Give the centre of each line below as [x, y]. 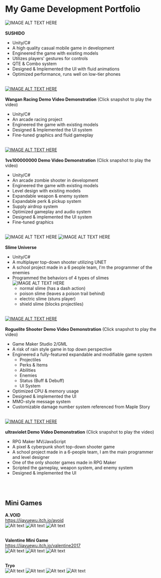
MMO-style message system [41, 401]
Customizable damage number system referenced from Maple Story [81, 407]
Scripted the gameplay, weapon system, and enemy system [73, 467]
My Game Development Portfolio [73, 9]
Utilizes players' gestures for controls [50, 58]
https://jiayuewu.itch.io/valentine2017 [43, 546]
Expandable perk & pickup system [47, 201]
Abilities [27, 370]
